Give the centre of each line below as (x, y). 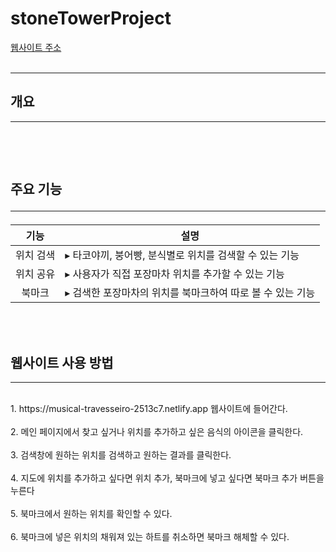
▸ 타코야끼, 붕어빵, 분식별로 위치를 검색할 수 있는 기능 (182, 255)
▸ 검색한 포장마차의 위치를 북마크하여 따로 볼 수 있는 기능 (190, 293)
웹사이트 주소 (36, 47)
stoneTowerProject (91, 18)
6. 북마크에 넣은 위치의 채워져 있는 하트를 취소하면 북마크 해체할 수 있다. (150, 536)
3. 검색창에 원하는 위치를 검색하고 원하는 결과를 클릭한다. (121, 454)
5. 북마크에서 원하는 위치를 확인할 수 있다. (91, 513)
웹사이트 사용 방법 (62, 362)
